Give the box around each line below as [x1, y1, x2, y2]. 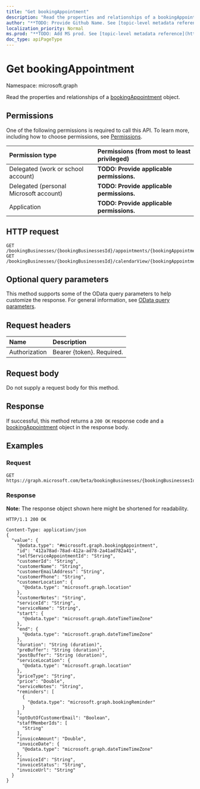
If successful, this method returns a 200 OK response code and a [6, 417, 164, 424]
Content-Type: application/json [6, 526, 86, 533]
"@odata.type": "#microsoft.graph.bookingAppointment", [17, 543, 159, 548]
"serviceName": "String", [17, 605, 82, 611]
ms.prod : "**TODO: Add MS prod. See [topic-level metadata [6, 31, 156, 37]
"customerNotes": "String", [17, 594, 86, 600]
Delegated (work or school [9, 165, 84, 173]
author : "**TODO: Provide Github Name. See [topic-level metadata [6, 20, 174, 26]
